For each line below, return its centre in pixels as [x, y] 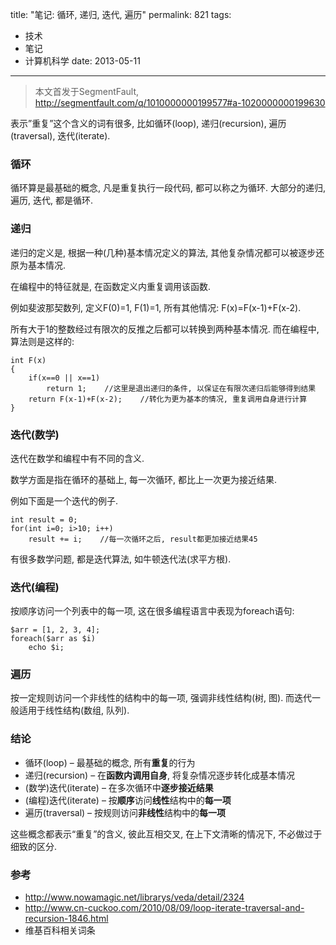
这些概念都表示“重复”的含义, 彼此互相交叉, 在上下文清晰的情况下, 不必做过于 [166, 834]
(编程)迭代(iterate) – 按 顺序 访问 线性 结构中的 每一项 [128, 800]
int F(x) [28, 360]
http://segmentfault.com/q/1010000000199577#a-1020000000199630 [180, 102]
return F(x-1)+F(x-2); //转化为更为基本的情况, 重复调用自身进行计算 [168, 399]
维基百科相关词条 [60, 930]
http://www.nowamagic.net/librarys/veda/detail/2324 [134, 897]
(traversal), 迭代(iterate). [60, 136]
